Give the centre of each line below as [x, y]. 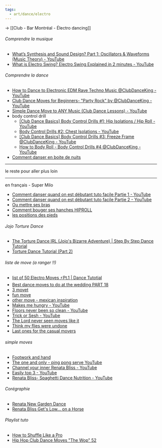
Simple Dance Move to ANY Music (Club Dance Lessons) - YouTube [79, 111]
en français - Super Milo [29, 185]
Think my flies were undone [40, 326]
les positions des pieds [35, 215]
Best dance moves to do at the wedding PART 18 [60, 285]
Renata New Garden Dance [39, 404]
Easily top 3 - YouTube [34, 372]
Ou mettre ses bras [31, 204]
